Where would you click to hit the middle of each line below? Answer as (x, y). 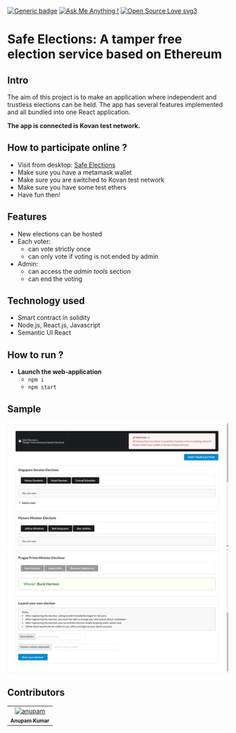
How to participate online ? (67, 148)
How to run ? (35, 355)
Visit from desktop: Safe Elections (66, 165)
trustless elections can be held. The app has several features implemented (115, 105)
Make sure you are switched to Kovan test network (91, 180)
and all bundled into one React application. (69, 112)
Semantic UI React (44, 333)
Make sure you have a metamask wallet (74, 172)
